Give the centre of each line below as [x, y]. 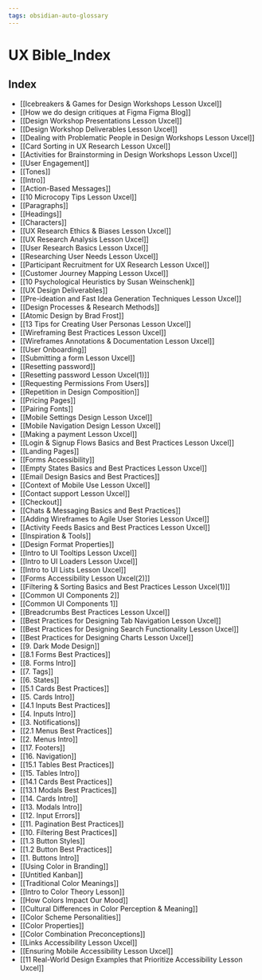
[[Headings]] [41, 214]
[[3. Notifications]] [50, 722]
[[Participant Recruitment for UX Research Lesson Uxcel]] [114, 265]
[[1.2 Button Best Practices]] [66, 849]
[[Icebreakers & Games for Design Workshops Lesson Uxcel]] [121, 104]
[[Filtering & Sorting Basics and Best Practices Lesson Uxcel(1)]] [125, 586]
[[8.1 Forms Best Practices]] [65, 654]
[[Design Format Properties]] [67, 544]
